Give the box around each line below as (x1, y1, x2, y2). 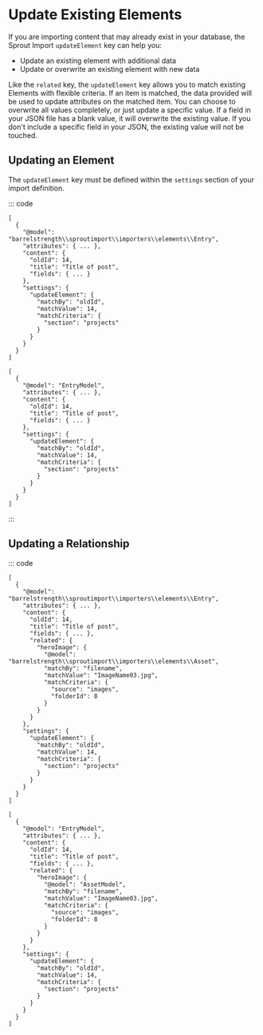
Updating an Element (8, 154, 115, 167)
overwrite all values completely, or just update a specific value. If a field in (8, 105, 251, 115)
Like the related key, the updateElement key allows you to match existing (8, 80, 245, 89)
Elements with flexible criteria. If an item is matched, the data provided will (8, 88, 253, 97)
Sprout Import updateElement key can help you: (8, 40, 162, 49)
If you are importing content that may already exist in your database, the (8, 32, 245, 41)
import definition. (8, 183, 65, 193)
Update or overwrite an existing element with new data (19, 64, 200, 73)
